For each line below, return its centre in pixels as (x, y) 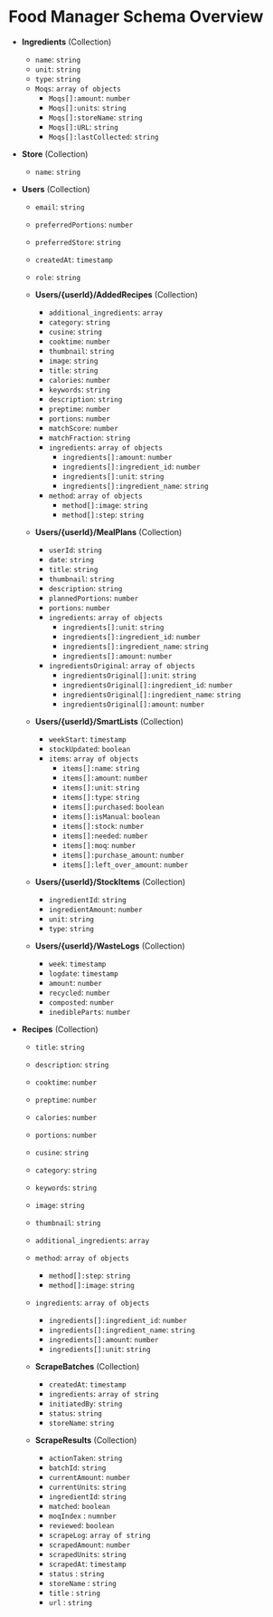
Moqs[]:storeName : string (95, 117)
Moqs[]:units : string (88, 107)
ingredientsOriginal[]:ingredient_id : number (147, 684)
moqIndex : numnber (82, 1515)
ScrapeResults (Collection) (86, 1440)
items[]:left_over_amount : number (125, 864)
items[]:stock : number (103, 825)
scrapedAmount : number (89, 1544)
